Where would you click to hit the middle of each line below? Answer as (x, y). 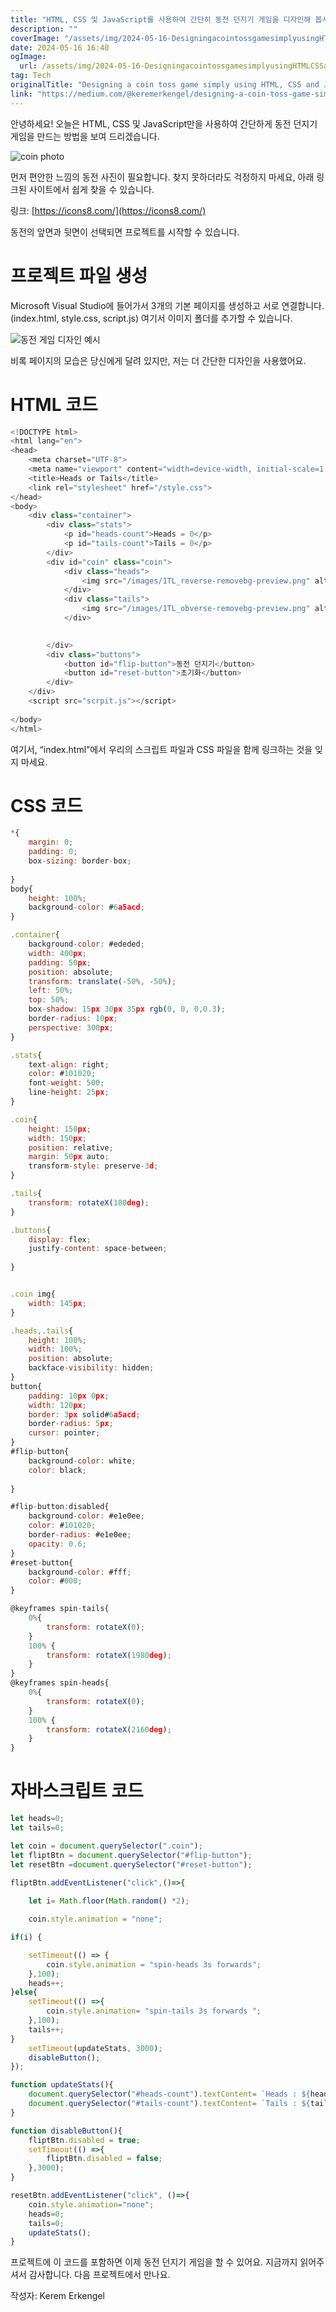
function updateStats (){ (62, 2085)
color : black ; (57, 1470)
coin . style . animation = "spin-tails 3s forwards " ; (154, 2011)
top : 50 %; (49, 1000)
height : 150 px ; (60, 1129)
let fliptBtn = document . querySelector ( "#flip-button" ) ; (131, 1855)
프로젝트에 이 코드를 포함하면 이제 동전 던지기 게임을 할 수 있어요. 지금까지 (154, 2262)
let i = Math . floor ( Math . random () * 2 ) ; (109, 1901)
